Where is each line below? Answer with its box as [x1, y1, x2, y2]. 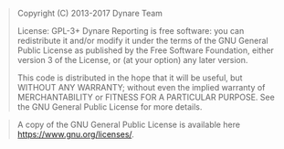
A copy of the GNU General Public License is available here [16, 119, 241, 130]
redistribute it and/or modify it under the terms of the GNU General [16, 36, 268, 46]
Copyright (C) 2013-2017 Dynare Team [16, 8, 163, 18]
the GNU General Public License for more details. [16, 101, 203, 112]
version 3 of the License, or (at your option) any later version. [16, 55, 248, 65]
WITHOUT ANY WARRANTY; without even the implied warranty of [16, 82, 266, 92]
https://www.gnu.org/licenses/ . [16, 129, 134, 140]
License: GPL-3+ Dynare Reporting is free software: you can [16, 26, 245, 36]
